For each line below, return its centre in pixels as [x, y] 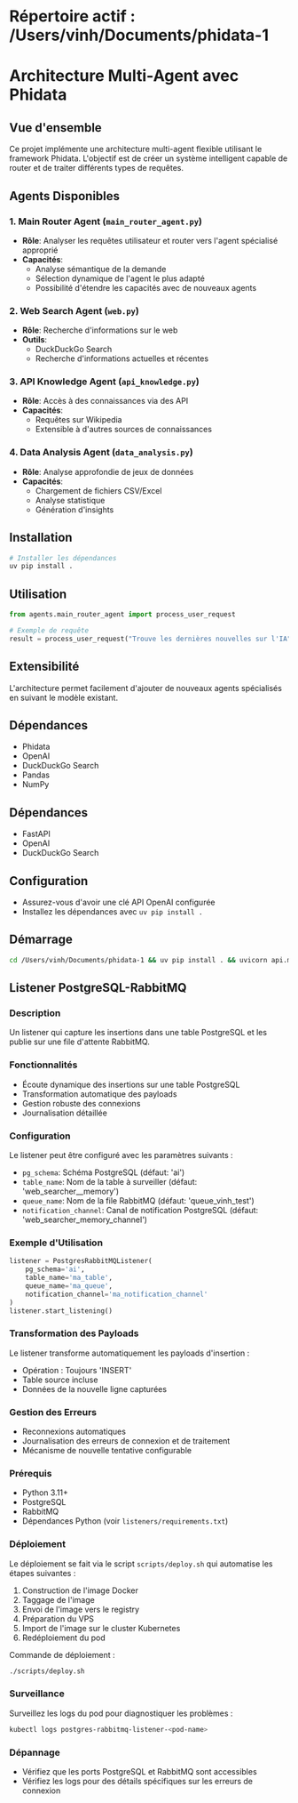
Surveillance [37, 1694]
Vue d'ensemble [55, 128]
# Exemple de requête [49, 631]
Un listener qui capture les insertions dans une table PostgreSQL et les [138, 1033]
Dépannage [35, 1752]
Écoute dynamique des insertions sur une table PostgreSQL [131, 1084]
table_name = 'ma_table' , [69, 1278]
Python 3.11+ [45, 1493]
